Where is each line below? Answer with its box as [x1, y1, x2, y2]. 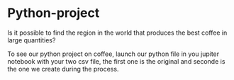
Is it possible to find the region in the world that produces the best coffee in [7, 28, 228, 37]
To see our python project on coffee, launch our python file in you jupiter [7, 50, 220, 58]
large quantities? [7, 35, 56, 44]
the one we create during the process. [7, 64, 119, 73]
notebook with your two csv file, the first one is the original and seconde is [7, 57, 225, 65]
